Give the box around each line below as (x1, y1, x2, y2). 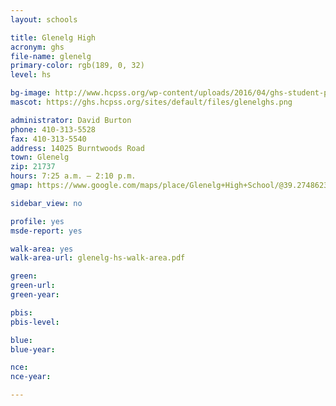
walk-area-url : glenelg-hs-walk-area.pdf (10, 253, 186, 263)
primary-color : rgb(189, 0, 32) (10, 61, 145, 71)
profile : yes (10, 216, 65, 226)
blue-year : (10, 344, 56, 355)
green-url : (10, 281, 56, 291)
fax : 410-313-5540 (10, 134, 87, 144)
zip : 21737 (10, 162, 56, 172)
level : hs (10, 70, 52, 80)
